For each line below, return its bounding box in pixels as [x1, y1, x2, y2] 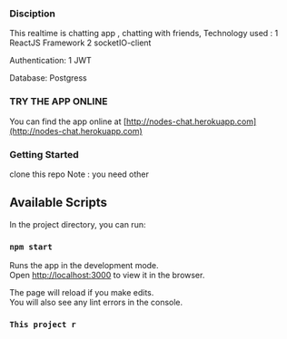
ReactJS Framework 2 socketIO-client [9, 37, 152, 48]
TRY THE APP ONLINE [9, 95, 108, 108]
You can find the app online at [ [9, 116, 127, 127]
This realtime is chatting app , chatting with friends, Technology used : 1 [9, 28, 279, 39]
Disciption [9, 7, 56, 20]
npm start [9, 241, 53, 252]
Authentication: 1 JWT [9, 55, 93, 66]
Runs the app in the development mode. [9, 260, 159, 270]
